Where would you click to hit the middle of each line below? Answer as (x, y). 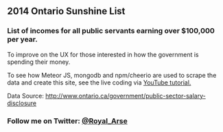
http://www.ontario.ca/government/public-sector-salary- (126, 96)
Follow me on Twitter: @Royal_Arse (68, 121)
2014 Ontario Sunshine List (66, 11)
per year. (22, 39)
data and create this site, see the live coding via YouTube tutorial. (99, 82)
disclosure (22, 103)
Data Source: (26, 96)
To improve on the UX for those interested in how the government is (103, 54)
